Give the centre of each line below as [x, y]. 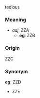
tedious [13, 7]
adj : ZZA [20, 30]
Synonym [16, 71]
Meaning [16, 20]
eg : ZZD [13, 82]
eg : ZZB [27, 36]
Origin [13, 48]
